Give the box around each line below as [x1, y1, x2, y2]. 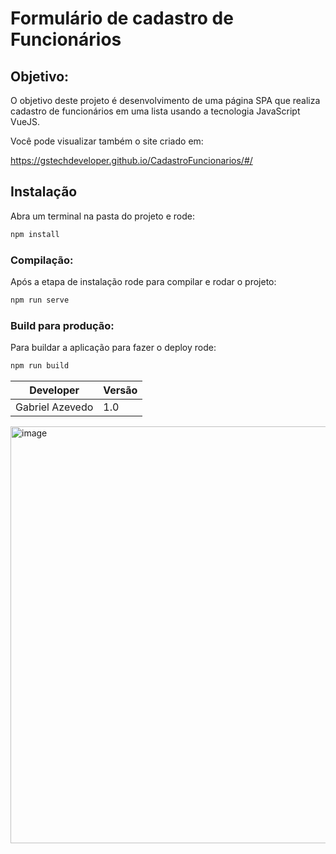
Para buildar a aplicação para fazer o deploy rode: [10, 342, 217, 354]
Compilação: [10, 253, 74, 267]
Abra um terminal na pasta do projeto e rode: [10, 210, 196, 222]
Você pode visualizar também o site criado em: [10, 135, 204, 147]
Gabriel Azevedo [15, 400, 94, 414]
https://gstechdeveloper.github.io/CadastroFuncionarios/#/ [10, 155, 253, 166]
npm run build [10, 361, 70, 371]
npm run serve [10, 295, 70, 305]
